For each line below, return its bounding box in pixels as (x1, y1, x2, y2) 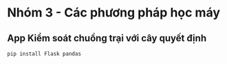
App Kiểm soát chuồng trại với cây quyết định (7, 32, 207, 44)
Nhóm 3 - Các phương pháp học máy (7, 5, 221, 21)
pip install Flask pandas (7, 50, 81, 57)
